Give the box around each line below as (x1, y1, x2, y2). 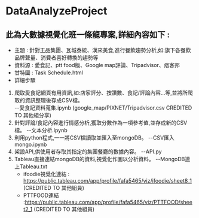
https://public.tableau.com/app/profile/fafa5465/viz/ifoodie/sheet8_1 (23, 177, 192, 184)
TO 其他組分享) (14, 112, 52, 119)
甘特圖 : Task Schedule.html (14, 69, 83, 76)
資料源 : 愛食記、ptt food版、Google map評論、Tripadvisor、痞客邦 (14, 62, 180, 68)
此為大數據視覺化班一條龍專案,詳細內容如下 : (5, 29, 170, 40)
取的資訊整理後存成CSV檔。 (14, 97, 83, 104)
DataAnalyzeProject (5, 4, 108, 18)
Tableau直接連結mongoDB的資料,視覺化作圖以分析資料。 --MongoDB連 (14, 156, 191, 162)
